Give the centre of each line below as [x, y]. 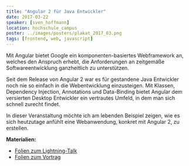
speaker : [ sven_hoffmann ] [38, 22]
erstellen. [17, 128]
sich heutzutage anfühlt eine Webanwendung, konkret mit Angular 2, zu [93, 122]
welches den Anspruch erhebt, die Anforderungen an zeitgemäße [85, 62]
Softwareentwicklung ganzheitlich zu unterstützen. [67, 68]
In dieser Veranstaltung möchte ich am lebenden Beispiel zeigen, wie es [93, 116]
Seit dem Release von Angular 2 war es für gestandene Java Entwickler [92, 79]
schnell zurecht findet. [33, 104]
